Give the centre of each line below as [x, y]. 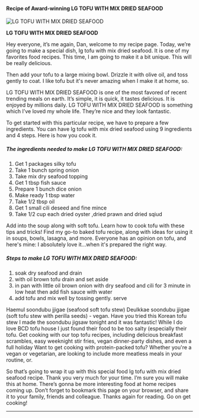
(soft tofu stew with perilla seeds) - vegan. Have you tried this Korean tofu [97, 316]
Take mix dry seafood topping [51, 176]
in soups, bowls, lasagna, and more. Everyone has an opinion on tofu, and [96, 238]
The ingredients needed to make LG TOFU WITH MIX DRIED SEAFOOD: [94, 149]
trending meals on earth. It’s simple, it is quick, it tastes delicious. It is [91, 99]
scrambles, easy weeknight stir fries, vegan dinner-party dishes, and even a [99, 341]
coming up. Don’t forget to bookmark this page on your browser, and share [97, 390]
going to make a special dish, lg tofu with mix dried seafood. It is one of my [98, 51]
